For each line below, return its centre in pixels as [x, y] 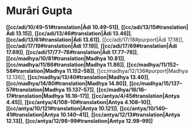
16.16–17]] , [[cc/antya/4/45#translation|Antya [122, 96]
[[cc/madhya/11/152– [152, 64]
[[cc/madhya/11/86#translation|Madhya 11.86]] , [66, 64]
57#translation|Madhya [35, 89]
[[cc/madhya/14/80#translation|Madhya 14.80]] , [67, 83]
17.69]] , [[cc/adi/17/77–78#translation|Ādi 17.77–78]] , [72, 52]
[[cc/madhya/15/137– [156, 83]
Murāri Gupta [39, 11]
